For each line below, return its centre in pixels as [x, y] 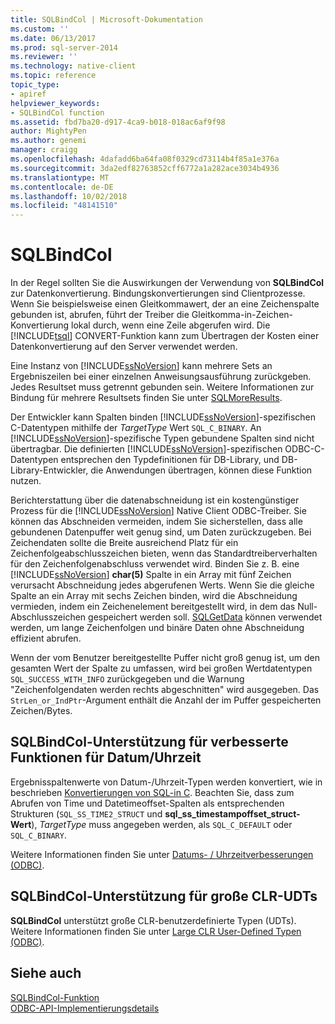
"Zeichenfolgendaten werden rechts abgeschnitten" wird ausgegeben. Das [165, 690]
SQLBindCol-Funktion [55, 997]
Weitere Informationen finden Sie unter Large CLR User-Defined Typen [156, 931]
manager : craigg [44, 150]
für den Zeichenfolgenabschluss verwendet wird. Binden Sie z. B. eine [155, 564]
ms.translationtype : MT [60, 177]
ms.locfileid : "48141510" [64, 206]
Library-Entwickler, [49, 470]
